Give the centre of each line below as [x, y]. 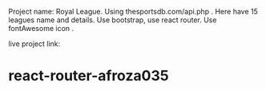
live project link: [34, 44]
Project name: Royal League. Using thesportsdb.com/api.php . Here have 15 [133, 12]
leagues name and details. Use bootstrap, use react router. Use [113, 20]
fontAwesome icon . [41, 28]
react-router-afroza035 [89, 76]
